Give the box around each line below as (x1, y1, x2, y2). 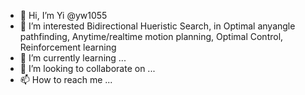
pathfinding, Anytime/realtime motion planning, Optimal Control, (19, 31, 284, 42)
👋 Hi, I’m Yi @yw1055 (19, 10, 108, 21)
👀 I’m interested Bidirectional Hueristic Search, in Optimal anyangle (19, 20, 296, 32)
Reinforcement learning (19, 41, 117, 53)
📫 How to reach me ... (19, 74, 113, 85)
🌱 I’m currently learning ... (19, 52, 127, 64)
